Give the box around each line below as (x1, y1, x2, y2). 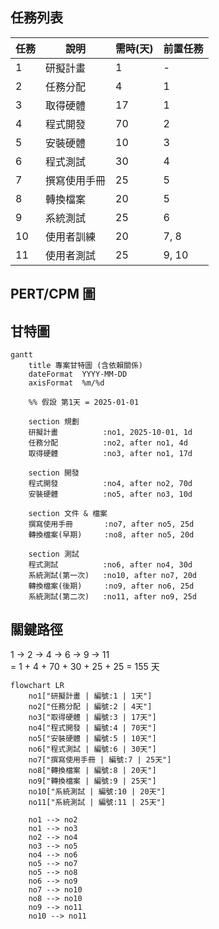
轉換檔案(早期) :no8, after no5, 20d (28, 530, 195, 540)
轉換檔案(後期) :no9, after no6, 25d (28, 581, 195, 592)
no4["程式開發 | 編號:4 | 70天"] (28, 723, 157, 733)
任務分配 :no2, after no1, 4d (28, 438, 188, 448)
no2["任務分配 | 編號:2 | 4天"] (28, 701, 153, 712)
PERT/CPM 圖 (10, 286, 96, 303)
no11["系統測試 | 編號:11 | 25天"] (28, 797, 166, 807)
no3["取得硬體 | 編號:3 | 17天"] (28, 712, 157, 722)
